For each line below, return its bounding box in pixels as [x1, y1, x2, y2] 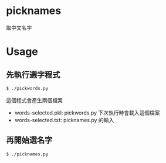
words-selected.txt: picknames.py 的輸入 [14, 116, 114, 123]
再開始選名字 [6, 136, 53, 145]
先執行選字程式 [6, 70, 60, 79]
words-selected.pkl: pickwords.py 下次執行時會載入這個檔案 [14, 109, 160, 116]
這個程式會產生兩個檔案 [6, 96, 63, 103]
